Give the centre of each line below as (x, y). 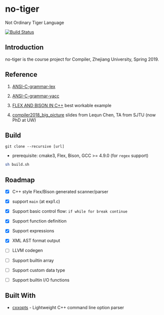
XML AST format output (36, 241)
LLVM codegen (27, 250)
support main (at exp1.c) (36, 202)
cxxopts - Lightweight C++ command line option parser (68, 307)
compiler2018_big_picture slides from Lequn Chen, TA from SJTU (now (84, 115)
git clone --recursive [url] (35, 147)
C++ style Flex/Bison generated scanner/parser (60, 192)
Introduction (24, 47)
